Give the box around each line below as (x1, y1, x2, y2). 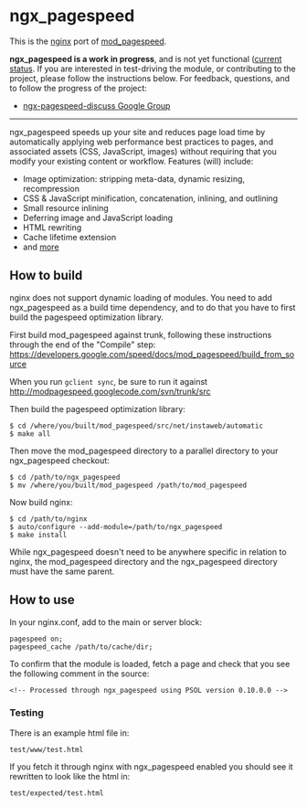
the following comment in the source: (9, 668, 150, 679)
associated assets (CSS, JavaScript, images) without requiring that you (9, 145, 277, 156)
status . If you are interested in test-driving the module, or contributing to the (9, 63, 296, 74)
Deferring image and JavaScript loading (22, 212, 174, 223)
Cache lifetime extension (22, 231, 117, 242)
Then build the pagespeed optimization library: (9, 403, 185, 414)
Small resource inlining (22, 202, 109, 213)
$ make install (9, 530, 68, 539)
